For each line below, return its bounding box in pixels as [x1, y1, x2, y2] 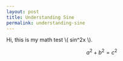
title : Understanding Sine [6, 14, 75, 20]
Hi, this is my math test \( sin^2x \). [6, 36, 93, 44]
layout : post [6, 8, 39, 15]
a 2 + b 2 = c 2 [86, 48, 118, 56]
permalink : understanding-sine [6, 20, 85, 26]
